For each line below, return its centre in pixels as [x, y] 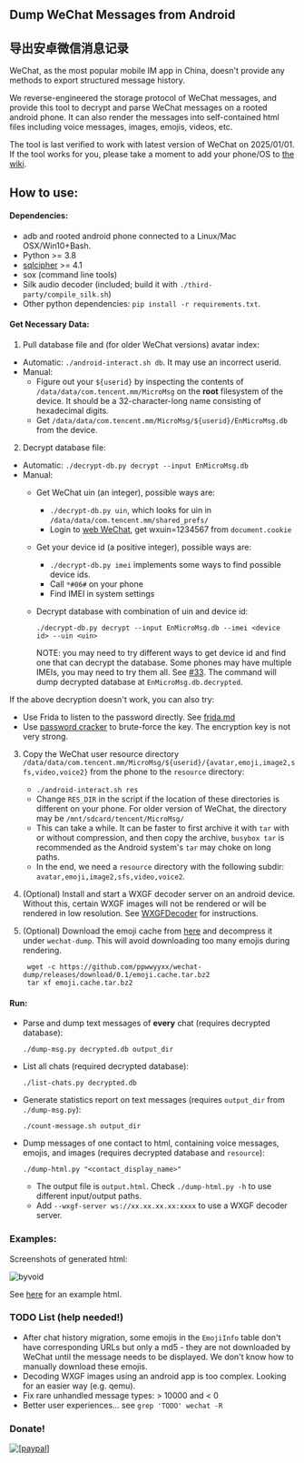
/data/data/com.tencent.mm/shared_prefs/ [129, 520]
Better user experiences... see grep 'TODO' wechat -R [123, 1405]
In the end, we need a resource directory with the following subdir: [160, 867]
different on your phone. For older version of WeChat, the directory [162, 808]
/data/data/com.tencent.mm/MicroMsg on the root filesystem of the [160, 391]
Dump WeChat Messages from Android [123, 15]
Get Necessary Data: [49, 324]
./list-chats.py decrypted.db [80, 1083]
